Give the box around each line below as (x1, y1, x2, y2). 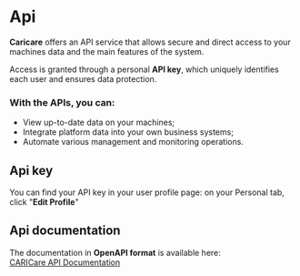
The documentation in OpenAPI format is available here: (9, 247, 221, 258)
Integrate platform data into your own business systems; (22, 127, 235, 138)
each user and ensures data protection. (9, 73, 157, 84)
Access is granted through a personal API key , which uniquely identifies (9, 64, 279, 75)
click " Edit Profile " (9, 197, 79, 208)
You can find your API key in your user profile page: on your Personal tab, (9, 187, 285, 198)
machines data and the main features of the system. (9, 46, 205, 56)
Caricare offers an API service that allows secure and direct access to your (9, 36, 291, 47)
